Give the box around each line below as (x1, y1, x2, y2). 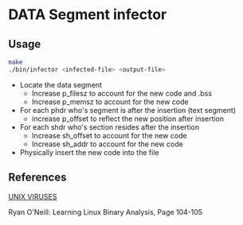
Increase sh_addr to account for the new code (31, 139, 183, 149)
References (8, 171, 67, 184)
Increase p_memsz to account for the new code (31, 97, 189, 107)
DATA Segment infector (8, 6, 167, 24)
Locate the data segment (19, 80, 102, 89)
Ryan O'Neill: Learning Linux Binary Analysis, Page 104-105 (8, 207, 203, 216)
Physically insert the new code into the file (19, 147, 159, 157)
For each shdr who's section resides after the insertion (19, 122, 200, 132)
